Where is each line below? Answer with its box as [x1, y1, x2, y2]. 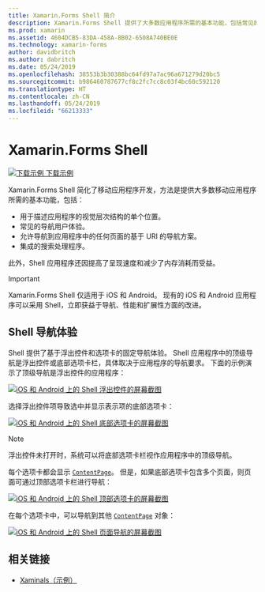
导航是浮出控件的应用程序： [35, 368, 126, 377]
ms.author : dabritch [8, 56, 77, 64]
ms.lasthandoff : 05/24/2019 [8, 100, 101, 107]
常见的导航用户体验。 [19, 221, 89, 231]
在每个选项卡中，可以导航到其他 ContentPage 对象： [8, 511, 176, 520]
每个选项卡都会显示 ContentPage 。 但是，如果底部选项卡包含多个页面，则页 [8, 467, 252, 477]
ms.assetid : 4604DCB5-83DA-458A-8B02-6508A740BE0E [8, 33, 178, 42]
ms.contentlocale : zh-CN [8, 92, 90, 100]
